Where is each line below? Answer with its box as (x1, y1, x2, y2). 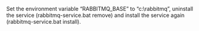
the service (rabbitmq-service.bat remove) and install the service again (6, 12, 185, 19)
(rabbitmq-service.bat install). (6, 18, 81, 25)
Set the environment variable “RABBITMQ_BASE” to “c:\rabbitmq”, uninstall (6, 5, 194, 12)
